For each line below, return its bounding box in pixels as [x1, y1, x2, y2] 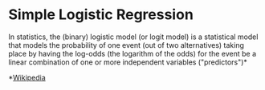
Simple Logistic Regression [8, 6, 194, 24]
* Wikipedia [8, 72, 46, 82]
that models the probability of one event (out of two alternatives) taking [8, 40, 245, 49]
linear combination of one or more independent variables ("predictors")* [8, 57, 247, 67]
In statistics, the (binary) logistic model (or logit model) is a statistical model [8, 32, 259, 41]
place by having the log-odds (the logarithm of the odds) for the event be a [8, 49, 257, 58]
